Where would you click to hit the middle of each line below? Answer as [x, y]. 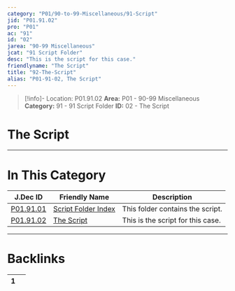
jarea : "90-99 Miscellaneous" [51, 46]
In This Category [57, 175]
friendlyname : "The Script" [48, 66]
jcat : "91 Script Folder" [45, 53]
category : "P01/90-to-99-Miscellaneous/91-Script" [83, 14]
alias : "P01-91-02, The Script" [54, 79]
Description [172, 197]
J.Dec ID [29, 197]
